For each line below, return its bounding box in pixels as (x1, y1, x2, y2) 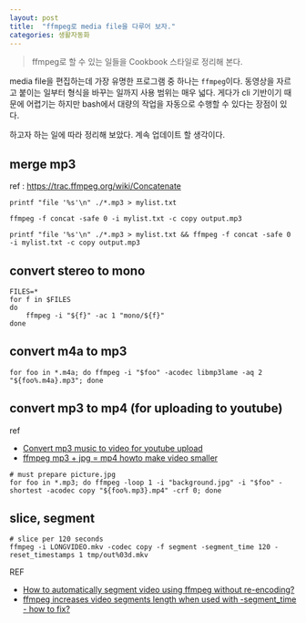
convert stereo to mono (9, 263, 146, 278)
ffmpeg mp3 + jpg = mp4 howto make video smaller (22, 452, 219, 463)
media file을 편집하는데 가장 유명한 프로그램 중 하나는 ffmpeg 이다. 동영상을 (9, 76, 275, 87)
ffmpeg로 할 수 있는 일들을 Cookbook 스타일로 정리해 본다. (31, 57, 243, 67)
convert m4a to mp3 (9, 344, 127, 359)
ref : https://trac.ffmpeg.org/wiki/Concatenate (9, 181, 182, 192)
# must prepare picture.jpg (9, 470, 117, 479)
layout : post (9, 13, 59, 23)
